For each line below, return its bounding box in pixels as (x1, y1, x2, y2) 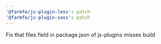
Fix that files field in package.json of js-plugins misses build (5, 31, 156, 38)
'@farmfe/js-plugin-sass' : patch (5, 14, 91, 20)
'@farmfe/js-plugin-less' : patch (5, 8, 91, 15)
